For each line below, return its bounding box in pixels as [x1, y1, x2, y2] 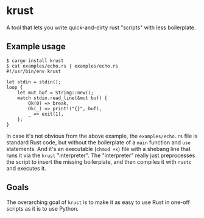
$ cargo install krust [6, 57, 64, 64]
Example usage [6, 41, 66, 52]
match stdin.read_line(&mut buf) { [17, 95, 108, 101]
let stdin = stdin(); [6, 79, 62, 85]
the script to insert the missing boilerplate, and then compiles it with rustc [6, 158, 192, 165]
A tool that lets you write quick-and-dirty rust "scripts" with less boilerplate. [6, 24, 196, 31]
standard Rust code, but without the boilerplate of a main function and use [6, 138, 191, 146]
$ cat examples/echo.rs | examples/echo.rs [6, 63, 119, 69]
